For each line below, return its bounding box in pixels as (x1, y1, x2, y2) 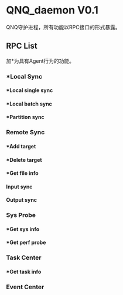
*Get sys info (6, 225, 40, 232)
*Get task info (6, 268, 42, 275)
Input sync (6, 183, 33, 190)
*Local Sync (6, 72, 43, 80)
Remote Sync (6, 128, 45, 137)
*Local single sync (6, 87, 53, 94)
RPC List (6, 41, 37, 51)
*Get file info (6, 169, 39, 177)
